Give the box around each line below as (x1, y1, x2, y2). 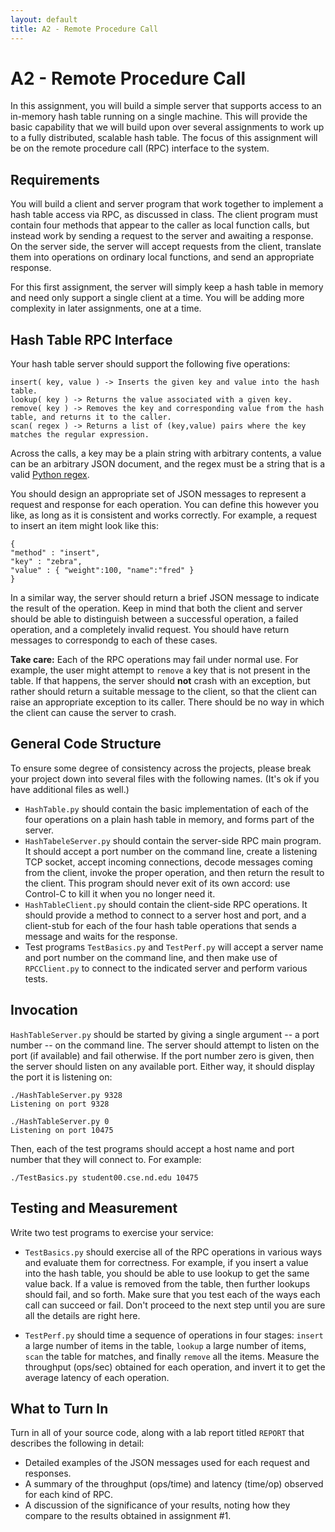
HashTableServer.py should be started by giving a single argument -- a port (10, 1028, 320, 1040)
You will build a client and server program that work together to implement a (10, 198, 324, 210)
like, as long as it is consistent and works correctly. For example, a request (10, 509, 318, 521)
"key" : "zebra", (10, 557, 83, 567)
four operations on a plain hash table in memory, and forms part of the (24, 813, 315, 825)
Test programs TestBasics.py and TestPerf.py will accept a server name (24, 941, 324, 953)
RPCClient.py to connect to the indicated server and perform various (24, 962, 308, 974)
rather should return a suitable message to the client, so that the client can (10, 686, 317, 698)
